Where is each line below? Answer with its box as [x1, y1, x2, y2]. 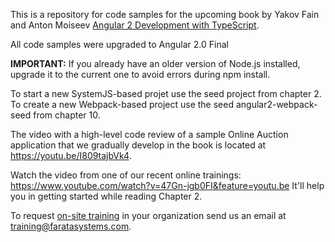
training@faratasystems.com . [10, 220, 132, 232]
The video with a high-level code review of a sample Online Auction [10, 129, 289, 140]
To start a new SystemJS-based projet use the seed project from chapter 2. [10, 88, 322, 99]
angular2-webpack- [235, 99, 318, 110]
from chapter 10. [33, 109, 101, 121]
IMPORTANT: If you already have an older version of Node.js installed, [10, 58, 301, 69]
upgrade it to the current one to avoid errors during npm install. [10, 69, 271, 80]
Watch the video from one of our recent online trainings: [10, 169, 242, 181]
